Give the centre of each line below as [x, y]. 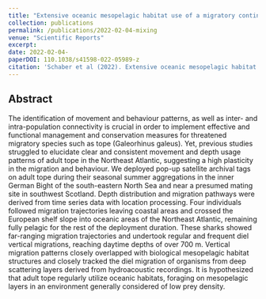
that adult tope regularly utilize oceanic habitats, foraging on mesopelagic [128, 278]
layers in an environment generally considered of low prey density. [117, 286]
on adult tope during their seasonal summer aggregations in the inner [121, 177]
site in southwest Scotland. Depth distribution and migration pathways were [131, 194]
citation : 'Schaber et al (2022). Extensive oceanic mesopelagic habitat [133, 67]
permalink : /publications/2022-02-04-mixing [83, 30]
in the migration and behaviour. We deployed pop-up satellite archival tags [129, 168]
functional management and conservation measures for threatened [118, 134]
